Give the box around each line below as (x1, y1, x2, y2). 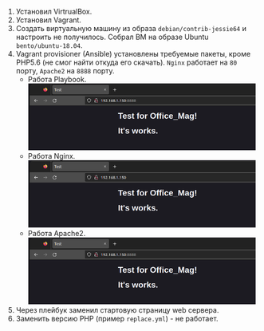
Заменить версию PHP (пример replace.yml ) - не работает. (15, 314, 219, 324)
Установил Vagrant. (15, 15, 82, 25)
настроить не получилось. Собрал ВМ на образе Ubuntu (15, 32, 209, 41)
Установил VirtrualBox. (15, 7, 93, 16)
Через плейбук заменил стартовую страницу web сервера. (15, 305, 219, 315)
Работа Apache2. (27, 228, 86, 238)
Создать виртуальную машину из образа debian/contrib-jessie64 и (15, 24, 247, 33)
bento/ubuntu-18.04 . (15, 41, 83, 50)
